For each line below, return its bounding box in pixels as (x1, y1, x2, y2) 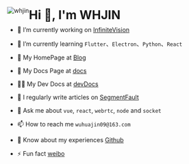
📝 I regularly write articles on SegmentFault (16, 93, 139, 101)
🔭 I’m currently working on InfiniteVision (16, 26, 130, 33)
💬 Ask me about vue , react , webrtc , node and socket (16, 107, 162, 114)
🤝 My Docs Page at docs (16, 67, 87, 74)
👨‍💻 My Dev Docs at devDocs (16, 80, 99, 88)
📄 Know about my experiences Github (16, 136, 125, 143)
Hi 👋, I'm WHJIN (28, 7, 121, 23)
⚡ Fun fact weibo (16, 150, 65, 157)
